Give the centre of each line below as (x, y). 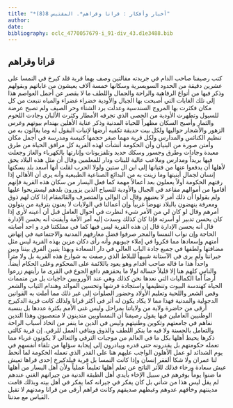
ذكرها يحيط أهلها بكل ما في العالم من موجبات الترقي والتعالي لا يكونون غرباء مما (111, 338)
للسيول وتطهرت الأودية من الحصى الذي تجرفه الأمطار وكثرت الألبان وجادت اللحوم (113, 115)
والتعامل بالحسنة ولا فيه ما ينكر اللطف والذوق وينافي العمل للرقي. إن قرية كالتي (111, 330)
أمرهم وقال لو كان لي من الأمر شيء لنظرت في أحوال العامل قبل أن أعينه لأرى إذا (113, 212)
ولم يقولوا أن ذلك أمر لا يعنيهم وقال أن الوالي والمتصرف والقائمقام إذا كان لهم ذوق (114, 197)
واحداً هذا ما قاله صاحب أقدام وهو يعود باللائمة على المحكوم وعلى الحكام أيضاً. (108, 264)
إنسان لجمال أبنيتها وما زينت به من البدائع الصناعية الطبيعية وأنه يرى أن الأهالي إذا (112, 174)
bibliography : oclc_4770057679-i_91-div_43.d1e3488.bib (90, 33)
